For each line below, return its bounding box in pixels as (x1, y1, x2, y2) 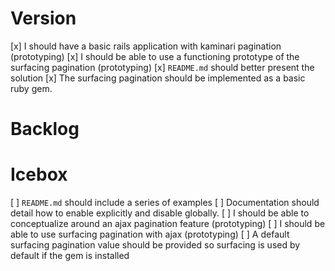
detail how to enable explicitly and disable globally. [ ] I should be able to (10, 207, 310, 219)
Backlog (10, 118, 80, 141)
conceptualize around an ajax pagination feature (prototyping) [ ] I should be (10, 218, 326, 230)
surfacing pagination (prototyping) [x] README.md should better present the (10, 61, 315, 73)
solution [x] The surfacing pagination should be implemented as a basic (10, 72, 306, 84)
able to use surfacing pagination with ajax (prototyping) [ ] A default (10, 228, 290, 241)
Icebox (10, 163, 68, 186)
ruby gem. (10, 82, 53, 94)
